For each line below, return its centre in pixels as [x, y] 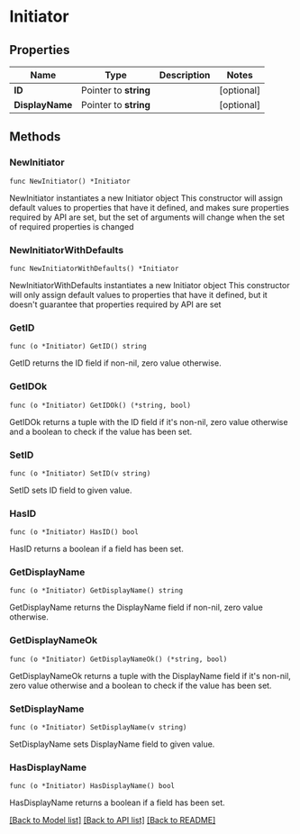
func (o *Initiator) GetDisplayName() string [96, 591]
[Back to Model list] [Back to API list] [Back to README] [113, 820]
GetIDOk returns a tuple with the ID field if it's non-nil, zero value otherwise [149, 422]
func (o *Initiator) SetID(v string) [80, 473]
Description [185, 75]
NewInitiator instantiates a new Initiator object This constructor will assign [146, 198]
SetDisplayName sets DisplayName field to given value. [112, 744]
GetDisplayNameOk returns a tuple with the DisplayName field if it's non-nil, [150, 675]
